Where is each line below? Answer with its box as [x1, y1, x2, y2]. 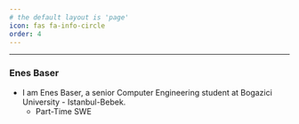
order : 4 [9, 29, 42, 38]
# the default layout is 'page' [9, 12, 129, 22]
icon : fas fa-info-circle [9, 21, 105, 30]
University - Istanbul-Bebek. [21, 97, 126, 107]
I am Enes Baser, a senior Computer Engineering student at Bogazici [21, 87, 273, 97]
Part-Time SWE [35, 105, 92, 116]
